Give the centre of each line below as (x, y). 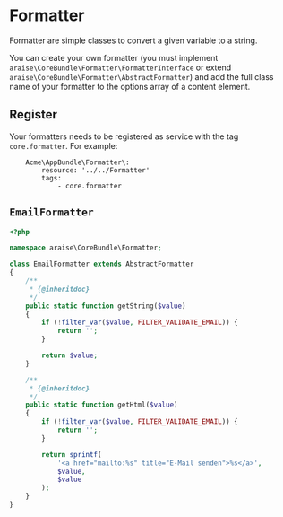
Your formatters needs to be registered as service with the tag (124, 136)
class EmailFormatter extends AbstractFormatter (102, 264)
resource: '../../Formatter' (96, 170)
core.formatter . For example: (64, 145)
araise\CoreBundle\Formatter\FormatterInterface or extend (120, 67)
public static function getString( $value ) (106, 306)
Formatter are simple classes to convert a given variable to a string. (133, 40)
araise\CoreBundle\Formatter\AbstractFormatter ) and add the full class (141, 76)
